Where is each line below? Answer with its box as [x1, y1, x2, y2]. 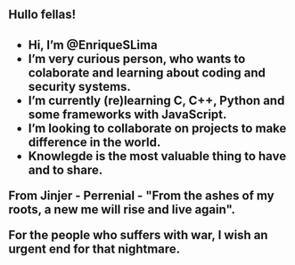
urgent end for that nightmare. [8, 241, 181, 256]
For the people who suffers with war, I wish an [8, 227, 268, 243]
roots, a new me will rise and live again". [8, 202, 236, 217]
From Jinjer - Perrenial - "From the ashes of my [8, 188, 275, 203]
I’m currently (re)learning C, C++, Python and [28, 92, 285, 108]
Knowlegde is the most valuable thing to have [28, 149, 287, 164]
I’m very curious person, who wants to [28, 51, 246, 66]
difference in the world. [28, 134, 161, 149]
